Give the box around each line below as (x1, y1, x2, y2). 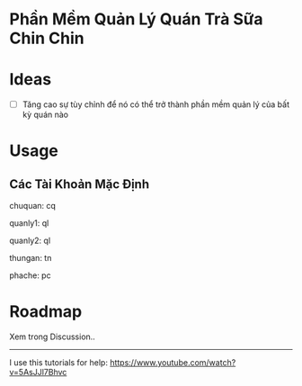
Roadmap (9, 301, 83, 322)
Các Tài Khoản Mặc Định (9, 176, 150, 192)
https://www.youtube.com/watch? (109, 357, 236, 368)
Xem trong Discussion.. (9, 331, 96, 342)
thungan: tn (9, 253, 52, 264)
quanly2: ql (9, 235, 51, 247)
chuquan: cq (9, 201, 57, 211)
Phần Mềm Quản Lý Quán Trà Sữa (9, 9, 263, 30)
